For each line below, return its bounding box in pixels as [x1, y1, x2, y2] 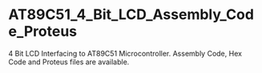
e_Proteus [8, 22, 78, 40]
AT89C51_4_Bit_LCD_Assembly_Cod [8, 6, 255, 24]
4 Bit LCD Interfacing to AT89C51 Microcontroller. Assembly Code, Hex [8, 48, 243, 58]
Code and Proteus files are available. [8, 57, 130, 67]
